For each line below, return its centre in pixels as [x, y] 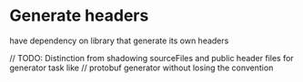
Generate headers [79, 16]
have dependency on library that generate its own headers [119, 41]
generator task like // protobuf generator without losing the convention [141, 68]
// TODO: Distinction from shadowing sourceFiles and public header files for [151, 58]
